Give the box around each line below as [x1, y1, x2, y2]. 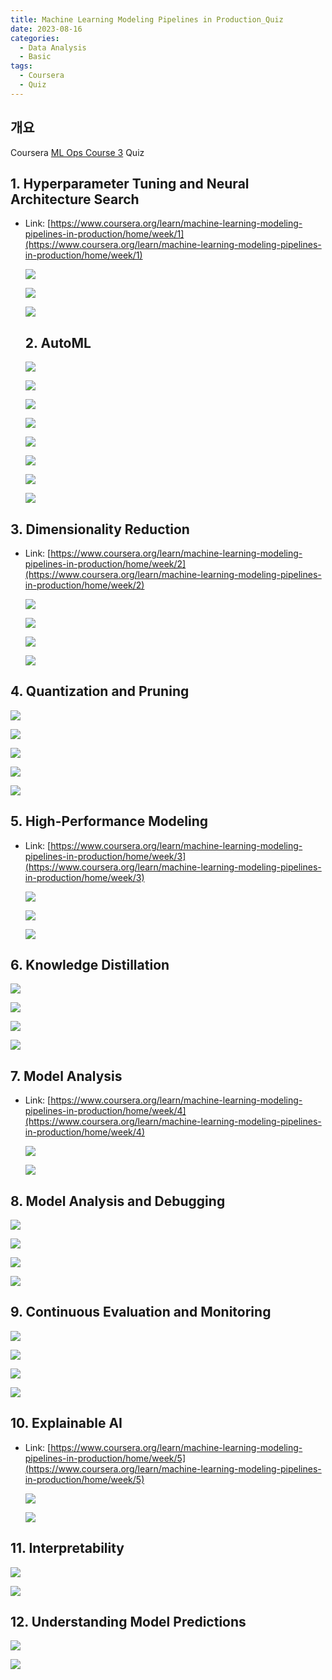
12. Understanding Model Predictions [10, 1613, 247, 1630]
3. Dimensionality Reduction [10, 521, 190, 538]
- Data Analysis [19, 42, 87, 53]
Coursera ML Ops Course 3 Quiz [10, 146, 145, 158]
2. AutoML [24, 334, 92, 351]
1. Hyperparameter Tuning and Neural [10, 175, 250, 192]
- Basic [19, 52, 52, 62]
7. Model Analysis [10, 1067, 123, 1085]
